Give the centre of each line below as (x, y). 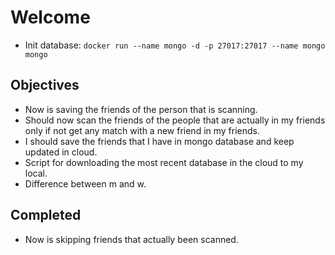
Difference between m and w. (85, 183)
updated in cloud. (61, 152)
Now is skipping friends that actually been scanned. (131, 239)
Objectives (45, 85)
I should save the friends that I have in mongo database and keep (159, 141)
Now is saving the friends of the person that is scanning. (141, 109)
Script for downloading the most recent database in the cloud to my (164, 162)
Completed (46, 215)
